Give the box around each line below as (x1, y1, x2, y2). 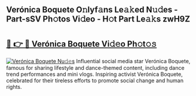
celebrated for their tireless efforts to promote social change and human (6, 77, 184, 84)
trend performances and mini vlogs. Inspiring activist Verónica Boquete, (6, 71, 183, 78)
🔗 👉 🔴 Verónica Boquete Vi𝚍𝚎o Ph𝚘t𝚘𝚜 (6, 39, 157, 49)
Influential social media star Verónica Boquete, (76, 58, 191, 64)
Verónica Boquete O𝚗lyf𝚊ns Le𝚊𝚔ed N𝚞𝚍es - (6, 5, 178, 15)
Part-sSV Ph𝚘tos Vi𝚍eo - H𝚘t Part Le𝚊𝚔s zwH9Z (6, 14, 190, 24)
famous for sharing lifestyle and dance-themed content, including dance (6, 64, 185, 71)
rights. (6, 83, 22, 90)
